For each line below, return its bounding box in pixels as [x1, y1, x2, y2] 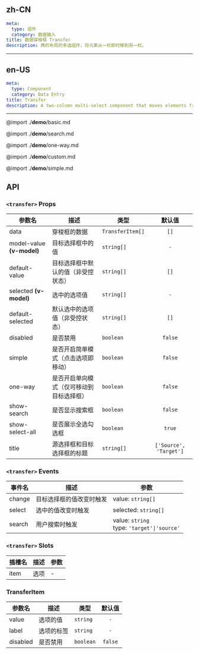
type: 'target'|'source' [113, 524, 181, 532]
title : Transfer [6, 97, 46, 103]
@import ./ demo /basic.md [6, 119, 71, 126]
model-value [9, 239, 46, 248]
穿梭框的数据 [52, 228, 88, 236]
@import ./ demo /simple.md [6, 165, 73, 172]
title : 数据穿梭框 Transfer [6, 37, 71, 43]
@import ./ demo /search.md [6, 130, 74, 137]
